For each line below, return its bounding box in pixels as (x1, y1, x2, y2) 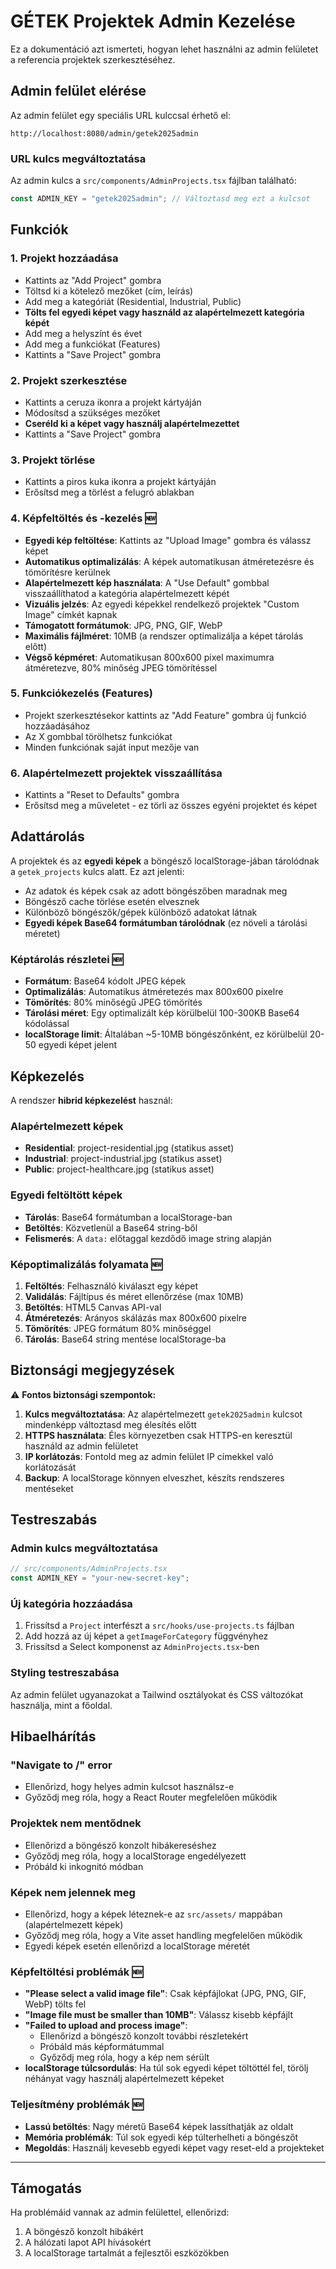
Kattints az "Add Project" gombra (24, 274, 162, 286)
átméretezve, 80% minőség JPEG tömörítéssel (24, 661, 218, 674)
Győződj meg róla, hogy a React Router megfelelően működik (24, 1791, 278, 1804)
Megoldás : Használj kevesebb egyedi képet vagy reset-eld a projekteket (24, 2141, 325, 2154)
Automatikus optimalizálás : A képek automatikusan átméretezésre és (24, 555, 315, 567)
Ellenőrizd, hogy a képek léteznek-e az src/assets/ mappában (24, 1908, 283, 1920)
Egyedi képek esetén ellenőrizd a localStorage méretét (24, 1940, 250, 1952)
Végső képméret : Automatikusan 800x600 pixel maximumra (24, 651, 275, 663)
